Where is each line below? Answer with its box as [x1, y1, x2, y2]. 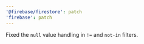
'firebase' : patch [5, 14, 52, 20]
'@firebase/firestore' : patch [5, 8, 83, 15]
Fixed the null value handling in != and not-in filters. [5, 31, 139, 38]
